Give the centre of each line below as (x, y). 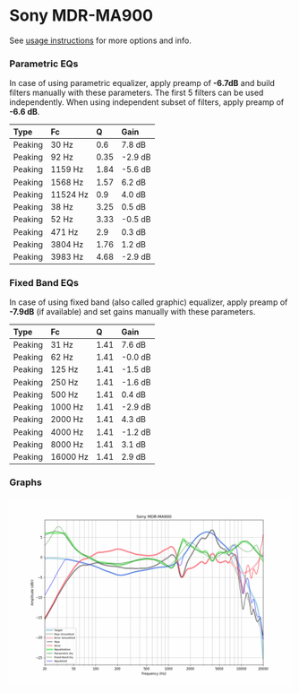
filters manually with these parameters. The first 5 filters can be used (137, 93)
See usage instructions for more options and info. (101, 40)
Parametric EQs (44, 64)
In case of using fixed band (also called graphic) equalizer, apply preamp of (149, 302)
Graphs (26, 482)
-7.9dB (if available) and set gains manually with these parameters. (132, 312)
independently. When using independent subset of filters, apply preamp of (147, 102)
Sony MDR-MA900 (81, 16)
